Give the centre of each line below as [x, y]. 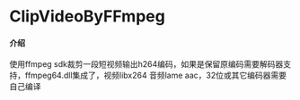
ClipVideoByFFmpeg [88, 17]
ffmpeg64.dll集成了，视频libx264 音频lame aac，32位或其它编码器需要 [156, 75]
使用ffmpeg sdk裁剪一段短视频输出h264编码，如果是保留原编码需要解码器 [146, 64]
